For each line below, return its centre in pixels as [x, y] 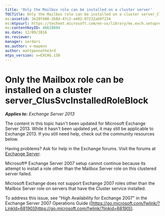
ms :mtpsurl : [17, 23]
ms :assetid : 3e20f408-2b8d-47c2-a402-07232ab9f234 [58, 19]
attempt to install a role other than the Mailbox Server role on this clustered [81, 169]
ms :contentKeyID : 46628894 [33, 28]
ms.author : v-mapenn [26, 46]
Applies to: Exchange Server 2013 [40, 114]
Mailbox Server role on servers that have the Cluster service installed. [76, 189]
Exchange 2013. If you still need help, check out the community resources [80, 134]
